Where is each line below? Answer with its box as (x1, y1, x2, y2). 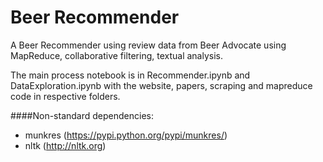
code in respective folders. (10, 90, 121, 102)
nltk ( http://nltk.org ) (24, 139, 107, 151)
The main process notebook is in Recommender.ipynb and (10, 69, 251, 81)
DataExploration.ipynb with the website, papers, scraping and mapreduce (10, 79, 313, 91)
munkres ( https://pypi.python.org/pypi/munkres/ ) (24, 129, 228, 141)
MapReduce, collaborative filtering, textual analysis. (10, 49, 224, 61)
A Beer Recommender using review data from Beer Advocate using (10, 39, 287, 51)
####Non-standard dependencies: (10, 109, 154, 121)
